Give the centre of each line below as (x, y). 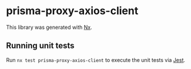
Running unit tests (40, 46)
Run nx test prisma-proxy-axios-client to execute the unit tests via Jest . (96, 60)
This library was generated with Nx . (49, 27)
